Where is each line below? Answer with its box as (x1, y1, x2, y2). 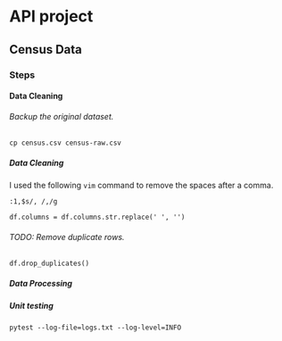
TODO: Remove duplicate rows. (9, 231, 125, 242)
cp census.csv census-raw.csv (9, 138, 122, 148)
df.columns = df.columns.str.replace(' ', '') (9, 212, 186, 222)
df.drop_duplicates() (9, 259, 90, 269)
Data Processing (9, 279, 73, 289)
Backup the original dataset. (9, 111, 114, 121)
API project (9, 6, 94, 27)
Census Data (9, 42, 83, 57)
